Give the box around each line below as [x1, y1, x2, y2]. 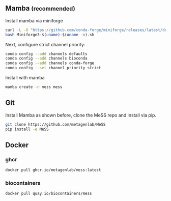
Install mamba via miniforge [5, 17, 63, 23]
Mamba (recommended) [5, 4, 75, 13]
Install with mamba [5, 75, 45, 81]
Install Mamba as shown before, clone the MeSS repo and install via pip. [5, 112, 157, 118]
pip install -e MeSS [5, 127, 49, 132]
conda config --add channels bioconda [5, 56, 88, 61]
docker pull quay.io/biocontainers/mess [5, 191, 93, 196]
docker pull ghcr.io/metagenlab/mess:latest [5, 167, 101, 173]
